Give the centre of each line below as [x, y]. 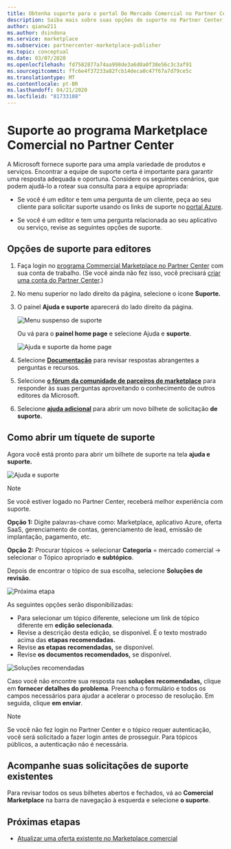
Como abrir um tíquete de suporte [81, 438]
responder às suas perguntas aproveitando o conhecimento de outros [116, 388]
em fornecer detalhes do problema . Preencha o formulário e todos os [107, 688]
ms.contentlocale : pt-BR [43, 84]
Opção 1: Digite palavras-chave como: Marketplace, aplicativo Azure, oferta [114, 522]
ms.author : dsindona [37, 33]
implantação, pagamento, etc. [49, 536]
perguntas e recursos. [48, 367]
